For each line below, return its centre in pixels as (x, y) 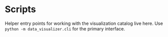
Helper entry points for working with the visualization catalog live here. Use (84, 23)
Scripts (20, 9)
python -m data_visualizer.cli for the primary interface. (65, 28)
